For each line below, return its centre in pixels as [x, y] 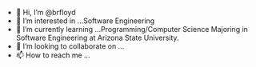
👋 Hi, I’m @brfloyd [46, 12]
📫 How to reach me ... [53, 55]
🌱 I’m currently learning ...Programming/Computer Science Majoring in [132, 29]
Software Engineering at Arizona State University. [97, 37]
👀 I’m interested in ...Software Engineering [85, 21]
